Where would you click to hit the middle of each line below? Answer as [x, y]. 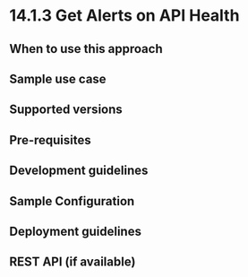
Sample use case [58, 78]
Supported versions [66, 110]
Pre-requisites [50, 140]
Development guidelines [79, 171]
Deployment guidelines [75, 231]
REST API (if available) [73, 262]
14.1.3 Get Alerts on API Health [124, 16]
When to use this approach [86, 49]
